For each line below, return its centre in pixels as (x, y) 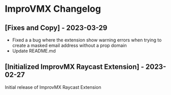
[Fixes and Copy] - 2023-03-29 (56, 28)
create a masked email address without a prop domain (69, 45)
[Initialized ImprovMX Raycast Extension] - (74, 67)
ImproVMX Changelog (53, 9)
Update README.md (34, 51)
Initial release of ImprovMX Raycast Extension (53, 87)
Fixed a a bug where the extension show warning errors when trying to (87, 40)
